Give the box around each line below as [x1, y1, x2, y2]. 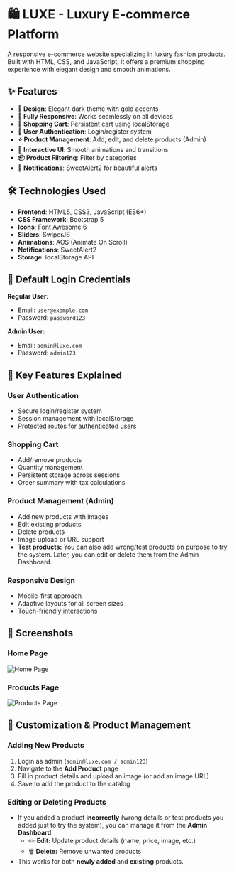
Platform [7, 26, 60, 43]
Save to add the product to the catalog [17, 779, 130, 788]
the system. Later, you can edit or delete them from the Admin [17, 550, 199, 559]
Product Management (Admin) [7, 496, 115, 506]
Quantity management [17, 464, 83, 472]
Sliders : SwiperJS [17, 230, 71, 239]
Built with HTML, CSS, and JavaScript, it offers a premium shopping [7, 57, 206, 65]
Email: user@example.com [17, 306, 89, 314]
